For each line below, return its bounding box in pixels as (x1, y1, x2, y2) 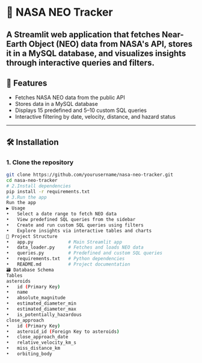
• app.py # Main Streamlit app (6, 239, 122, 245)
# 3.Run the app (6, 194, 47, 200)
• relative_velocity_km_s (6, 340, 77, 346)
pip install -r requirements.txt (6, 188, 90, 194)
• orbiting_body (6, 351, 52, 357)
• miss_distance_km (6, 346, 61, 352)
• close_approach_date (6, 334, 69, 340)
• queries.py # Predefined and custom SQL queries (6, 250, 163, 256)
